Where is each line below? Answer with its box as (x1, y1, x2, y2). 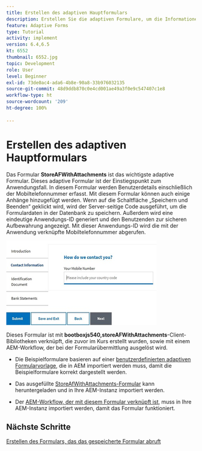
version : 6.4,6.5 (6, 42, 50, 48)
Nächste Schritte (6, 421, 71, 432)
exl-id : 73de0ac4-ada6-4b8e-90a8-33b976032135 (6, 79, 125, 86)
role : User (6, 67, 34, 73)
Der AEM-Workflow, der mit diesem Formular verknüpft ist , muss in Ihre (14, 398, 192, 405)
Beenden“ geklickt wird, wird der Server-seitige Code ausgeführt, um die (6, 202, 187, 210)
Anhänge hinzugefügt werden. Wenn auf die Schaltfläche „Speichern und (6, 196, 188, 204)
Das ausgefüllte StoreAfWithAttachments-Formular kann (14, 380, 155, 387)
